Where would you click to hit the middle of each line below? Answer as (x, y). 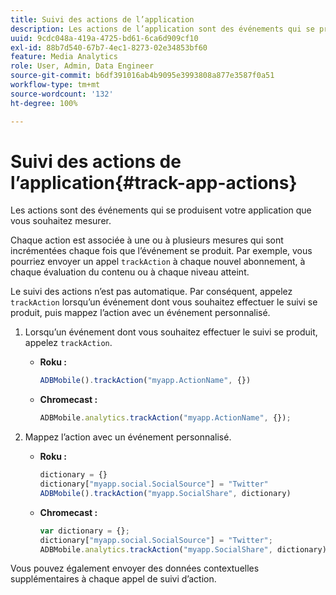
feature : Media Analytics (64, 57)
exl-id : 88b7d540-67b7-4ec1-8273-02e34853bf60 (109, 47)
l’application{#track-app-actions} (154, 182)
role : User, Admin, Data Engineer (82, 66)
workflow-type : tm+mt (55, 85)
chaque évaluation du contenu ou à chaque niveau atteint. (130, 272)
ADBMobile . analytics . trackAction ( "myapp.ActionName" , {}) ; (165, 418)
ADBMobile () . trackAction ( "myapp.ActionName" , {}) (145, 381)
